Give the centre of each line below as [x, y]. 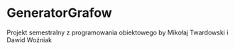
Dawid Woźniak [29, 39]
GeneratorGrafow [60, 13]
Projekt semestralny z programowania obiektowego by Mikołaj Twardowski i [117, 32]
